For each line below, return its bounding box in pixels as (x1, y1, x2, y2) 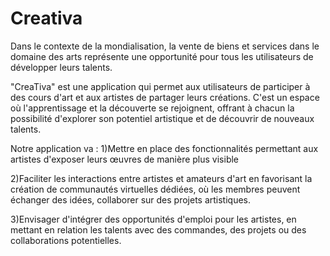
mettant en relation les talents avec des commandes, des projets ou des (10, 223, 307, 236)
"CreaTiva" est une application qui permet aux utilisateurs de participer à (10, 80, 311, 92)
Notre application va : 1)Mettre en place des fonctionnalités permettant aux (10, 142, 319, 154)
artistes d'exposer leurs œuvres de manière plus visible (10, 153, 240, 165)
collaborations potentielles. (10, 234, 122, 246)
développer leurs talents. (10, 61, 113, 73)
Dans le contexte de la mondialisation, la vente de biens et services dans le (10, 40, 320, 52)
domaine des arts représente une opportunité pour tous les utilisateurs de (10, 50, 314, 62)
